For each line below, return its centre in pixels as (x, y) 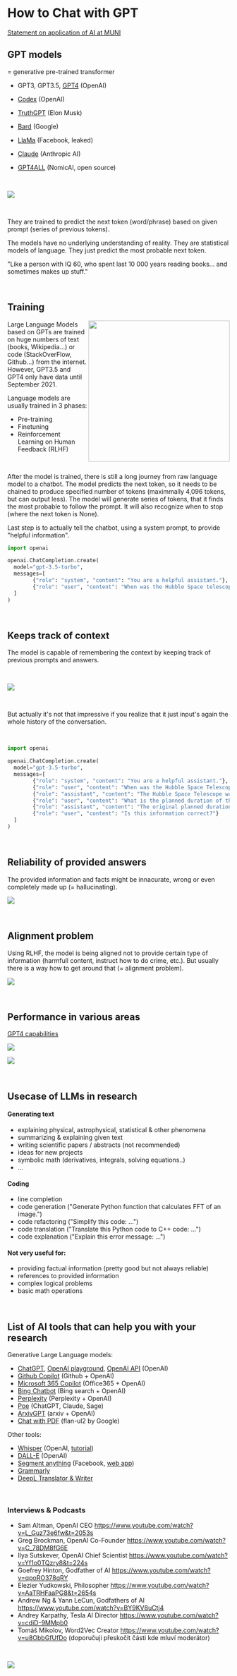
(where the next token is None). (53, 514)
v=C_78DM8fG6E (43, 1548)
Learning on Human (46, 442)
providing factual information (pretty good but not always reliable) (113, 1268)
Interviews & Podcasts (47, 1510)
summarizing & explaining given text (70, 1137)
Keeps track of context (59, 635)
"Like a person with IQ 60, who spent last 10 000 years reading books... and (117, 264)
